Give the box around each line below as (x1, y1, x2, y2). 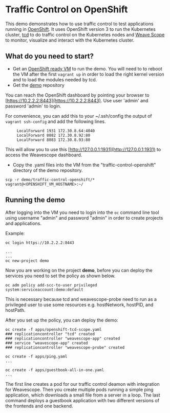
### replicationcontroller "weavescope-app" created (5, 336, 120, 341)
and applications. (5, 220, 42, 226)
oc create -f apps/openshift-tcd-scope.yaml (5, 327, 102, 332)
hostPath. (5, 307, 26, 313)
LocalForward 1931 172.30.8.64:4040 (16, 128, 95, 133)
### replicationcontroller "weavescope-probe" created (5, 345, 125, 350)
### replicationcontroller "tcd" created (5, 331, 95, 336)
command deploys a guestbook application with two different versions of (5, 397, 160, 403)
